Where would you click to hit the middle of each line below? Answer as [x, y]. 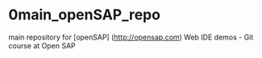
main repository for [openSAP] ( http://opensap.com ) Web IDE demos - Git [131, 37]
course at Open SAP [42, 45]
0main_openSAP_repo [85, 15]
